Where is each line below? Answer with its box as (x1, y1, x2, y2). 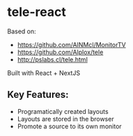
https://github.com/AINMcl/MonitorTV (17, 40, 127, 49)
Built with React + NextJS (7, 69, 81, 77)
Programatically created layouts (17, 107, 109, 115)
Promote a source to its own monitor (17, 122, 122, 130)
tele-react (7, 4, 66, 20)
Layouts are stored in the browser (17, 114, 114, 123)
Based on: (7, 27, 36, 35)
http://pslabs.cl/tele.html (17, 55, 88, 63)
